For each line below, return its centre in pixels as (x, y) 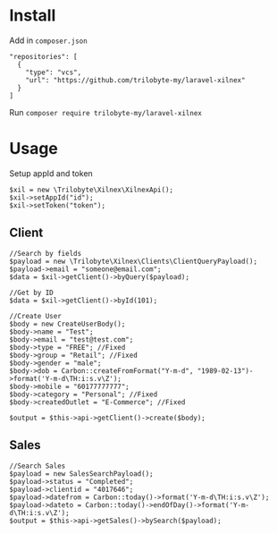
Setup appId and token (51, 173)
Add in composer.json (48, 40)
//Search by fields (46, 253)
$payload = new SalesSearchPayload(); (81, 474)
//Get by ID (31, 292)
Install (33, 16)
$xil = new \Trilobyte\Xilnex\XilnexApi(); (92, 190)
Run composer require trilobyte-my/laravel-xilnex (106, 112)
